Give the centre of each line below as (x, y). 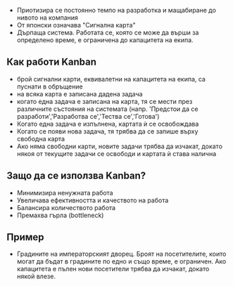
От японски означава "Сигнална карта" (76, 25)
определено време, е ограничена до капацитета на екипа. (105, 40)
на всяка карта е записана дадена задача (80, 93)
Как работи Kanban (51, 62)
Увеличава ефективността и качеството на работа (93, 200)
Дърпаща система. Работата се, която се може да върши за (108, 32)
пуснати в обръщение (50, 86)
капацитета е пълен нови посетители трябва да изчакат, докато (113, 269)
